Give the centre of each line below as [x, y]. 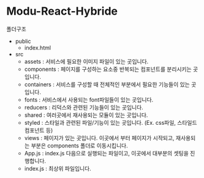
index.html [37, 48]
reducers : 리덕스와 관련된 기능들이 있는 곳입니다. [84, 107]
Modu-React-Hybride [62, 11]
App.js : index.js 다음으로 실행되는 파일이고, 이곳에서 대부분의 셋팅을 [106, 153]
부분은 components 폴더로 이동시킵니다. [79, 146]
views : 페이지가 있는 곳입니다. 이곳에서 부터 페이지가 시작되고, [99, 138]
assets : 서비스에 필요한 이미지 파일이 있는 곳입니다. [86, 61]
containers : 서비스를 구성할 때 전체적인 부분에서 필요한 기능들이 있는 [107, 84]
